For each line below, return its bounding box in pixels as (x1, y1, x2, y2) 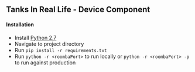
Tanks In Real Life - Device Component (6, 5, 150, 15)
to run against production (14, 59, 76, 66)
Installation (6, 20, 34, 28)
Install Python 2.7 (14, 34, 57, 41)
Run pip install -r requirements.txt (14, 46, 107, 53)
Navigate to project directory (14, 40, 84, 47)
